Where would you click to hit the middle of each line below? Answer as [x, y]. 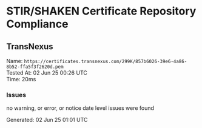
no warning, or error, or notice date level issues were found [80, 108]
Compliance [37, 24]
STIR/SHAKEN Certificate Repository [101, 11]
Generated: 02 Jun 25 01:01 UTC [47, 120]
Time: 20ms [21, 79]
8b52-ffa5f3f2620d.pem [35, 67]
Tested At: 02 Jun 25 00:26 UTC [47, 73]
